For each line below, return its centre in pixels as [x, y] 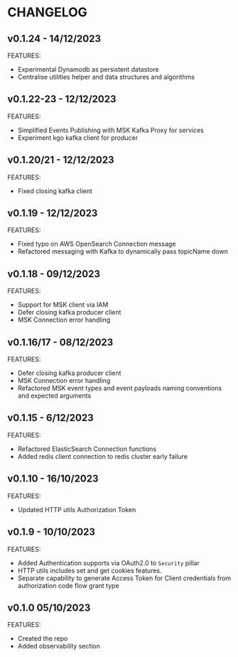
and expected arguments [54, 396]
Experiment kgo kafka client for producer [78, 137]
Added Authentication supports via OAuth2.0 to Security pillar [109, 563]
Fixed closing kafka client [55, 191]
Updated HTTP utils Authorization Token [77, 509]
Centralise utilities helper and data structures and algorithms [106, 77]
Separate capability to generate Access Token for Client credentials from [124, 578]
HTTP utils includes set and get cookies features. [90, 570]
